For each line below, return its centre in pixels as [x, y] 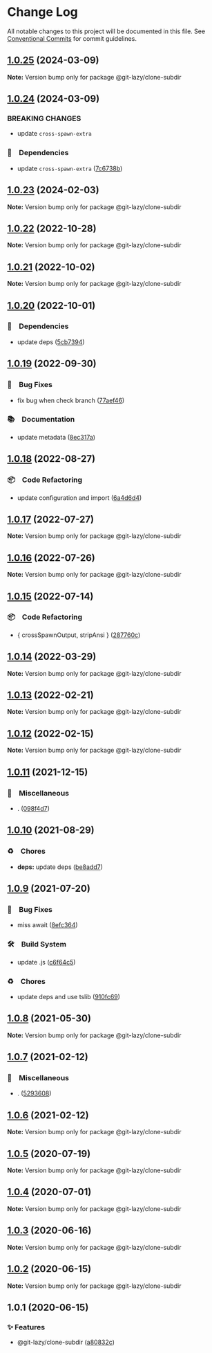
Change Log [42, 12]
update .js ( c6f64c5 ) [46, 962]
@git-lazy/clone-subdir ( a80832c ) [66, 1342]
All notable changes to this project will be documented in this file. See [106, 31]
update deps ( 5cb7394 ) [51, 342]
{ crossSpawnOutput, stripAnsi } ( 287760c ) [79, 635]
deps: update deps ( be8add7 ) [60, 867]
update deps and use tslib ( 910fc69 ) [69, 996]
